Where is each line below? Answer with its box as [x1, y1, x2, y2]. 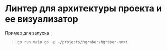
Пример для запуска [5, 30, 49, 36]
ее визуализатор [5, 13, 79, 25]
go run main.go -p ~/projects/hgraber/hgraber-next [17, 39, 128, 45]
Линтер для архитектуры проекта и [5, 3, 162, 14]
